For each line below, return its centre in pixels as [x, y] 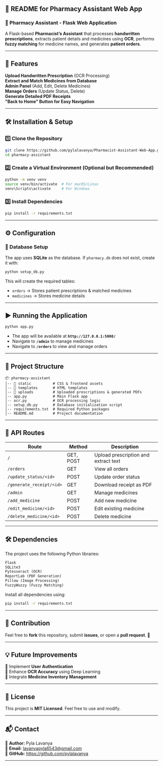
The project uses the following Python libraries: [52, 554]
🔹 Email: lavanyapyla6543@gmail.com [44, 748]
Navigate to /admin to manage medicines [53, 341]
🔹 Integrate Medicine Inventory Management [51, 677]
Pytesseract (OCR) [24, 572]
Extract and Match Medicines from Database [51, 80]
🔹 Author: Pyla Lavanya [29, 743]
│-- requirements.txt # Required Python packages [57, 409]
